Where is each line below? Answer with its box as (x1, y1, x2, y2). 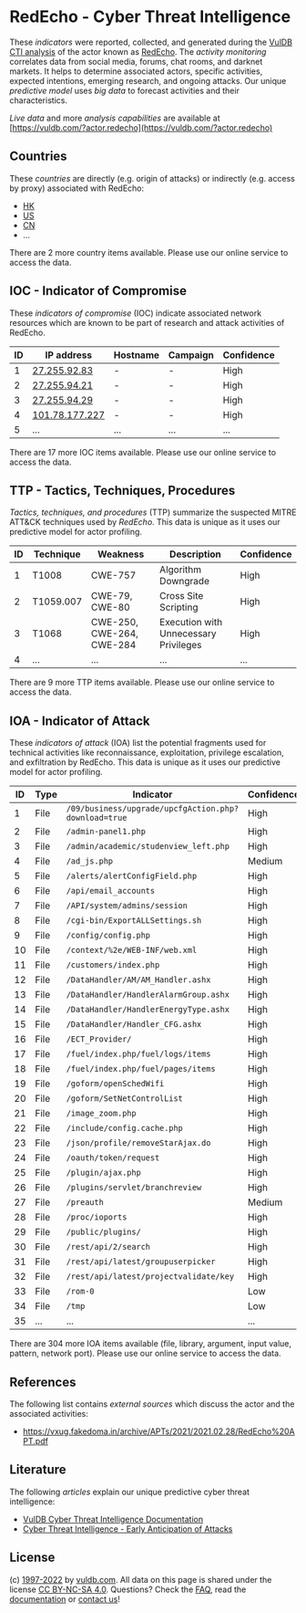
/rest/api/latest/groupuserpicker (66, 1257, 216, 1267)
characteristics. (9, 94, 68, 106)
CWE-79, (90, 590, 133, 602)
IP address (45, 349, 93, 361)
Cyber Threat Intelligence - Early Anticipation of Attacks (22, 1523, 233, 1534)
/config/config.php (66, 930, 151, 941)
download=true (66, 812, 127, 823)
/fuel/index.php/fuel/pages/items (66, 1063, 216, 1074)
